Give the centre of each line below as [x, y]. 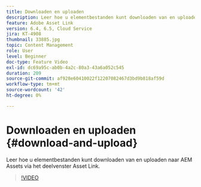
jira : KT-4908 [24, 34]
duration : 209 [24, 73]
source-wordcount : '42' [36, 90]
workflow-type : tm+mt [33, 85]
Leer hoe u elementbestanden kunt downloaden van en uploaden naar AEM [99, 159]
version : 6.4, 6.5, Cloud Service [49, 28]
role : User [20, 51]
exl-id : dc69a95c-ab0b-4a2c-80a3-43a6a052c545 [65, 67]
